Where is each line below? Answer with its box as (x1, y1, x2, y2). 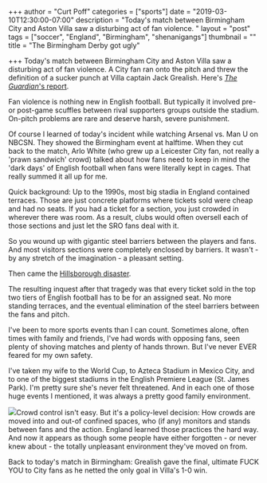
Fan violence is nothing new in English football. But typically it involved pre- (8, 97, 257, 106)
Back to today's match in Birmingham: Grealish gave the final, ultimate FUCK (8, 457, 260, 466)
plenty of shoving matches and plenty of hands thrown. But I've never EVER (8, 342, 257, 351)
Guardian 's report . (8, 81, 69, 91)
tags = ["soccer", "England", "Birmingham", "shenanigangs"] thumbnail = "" (8, 32, 257, 41)
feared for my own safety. (8, 351, 93, 359)
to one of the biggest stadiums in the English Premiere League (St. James (8, 375, 249, 383)
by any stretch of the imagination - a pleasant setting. (8, 253, 184, 262)
